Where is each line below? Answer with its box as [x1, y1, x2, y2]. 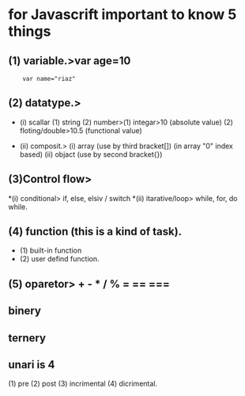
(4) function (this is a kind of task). [8, 225, 183, 238]
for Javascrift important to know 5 [8, 6, 237, 24]
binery [8, 304, 42, 318]
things [8, 22, 51, 40]
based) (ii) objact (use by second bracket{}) [19, 149, 163, 159]
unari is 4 [8, 358, 55, 371]
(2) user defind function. [19, 254, 100, 264]
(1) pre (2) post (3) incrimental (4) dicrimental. [8, 379, 158, 389]
